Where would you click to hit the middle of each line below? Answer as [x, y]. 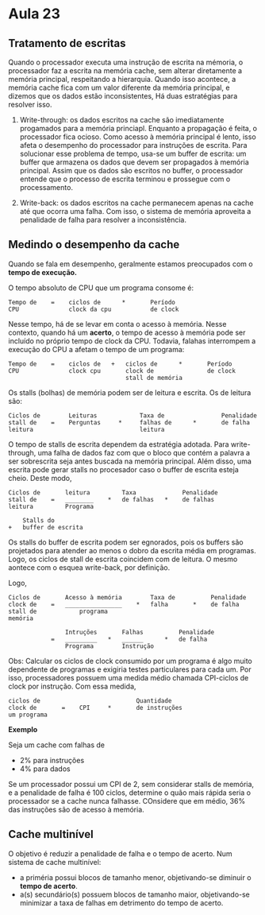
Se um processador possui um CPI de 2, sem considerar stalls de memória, [131, 784]
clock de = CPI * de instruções [95, 708]
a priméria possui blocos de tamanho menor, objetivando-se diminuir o [135, 877]
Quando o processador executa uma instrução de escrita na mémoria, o [126, 62]
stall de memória [154, 378]
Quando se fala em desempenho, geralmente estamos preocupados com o [131, 264]
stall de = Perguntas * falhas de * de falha [129, 422]
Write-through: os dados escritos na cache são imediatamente [122, 120]
